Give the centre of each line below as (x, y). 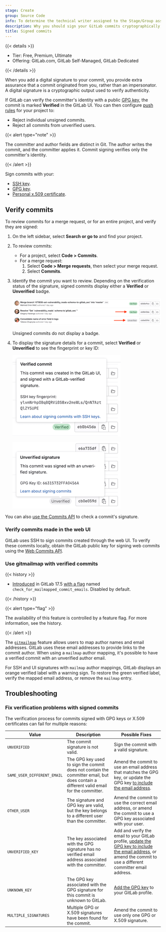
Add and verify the (133, 831)
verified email (81, 854)
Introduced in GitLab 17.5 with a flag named (56, 584)
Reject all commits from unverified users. (54, 125)
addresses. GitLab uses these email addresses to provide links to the (75, 648)
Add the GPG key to (134, 887)
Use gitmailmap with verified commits (52, 564)
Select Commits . (44, 271)
